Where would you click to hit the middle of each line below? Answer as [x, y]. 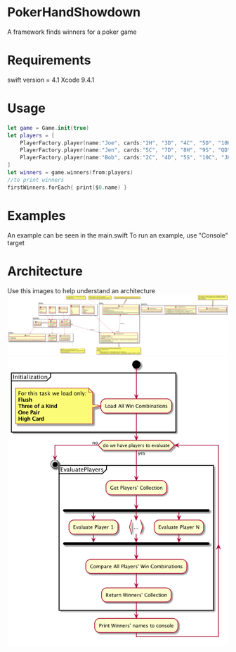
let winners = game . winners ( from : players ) [70, 173]
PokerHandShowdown [74, 12]
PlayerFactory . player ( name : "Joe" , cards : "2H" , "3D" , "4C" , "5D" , [118, 143]
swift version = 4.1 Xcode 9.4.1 [51, 80]
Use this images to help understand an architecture [81, 290]
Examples [37, 215]
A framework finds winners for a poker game [72, 32]
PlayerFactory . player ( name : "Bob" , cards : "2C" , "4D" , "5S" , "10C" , [119, 158]
